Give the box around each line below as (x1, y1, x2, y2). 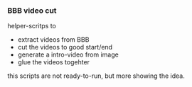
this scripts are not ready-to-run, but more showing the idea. (7, 71, 185, 80)
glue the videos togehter (17, 58, 90, 66)
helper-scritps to (7, 22, 57, 30)
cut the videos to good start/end (17, 43, 112, 52)
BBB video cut (7, 6, 57, 16)
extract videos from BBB (17, 35, 90, 44)
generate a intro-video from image (17, 50, 119, 59)
